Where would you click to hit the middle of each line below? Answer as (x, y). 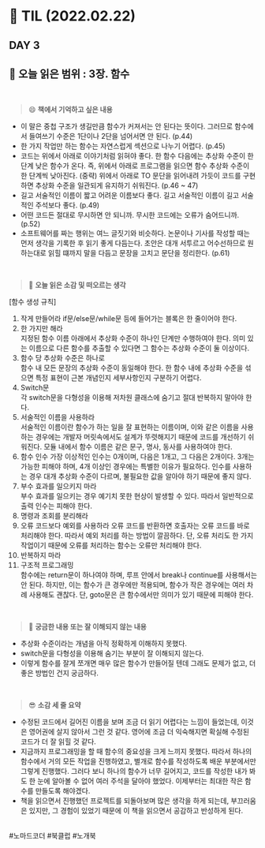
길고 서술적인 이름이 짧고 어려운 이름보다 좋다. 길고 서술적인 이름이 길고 (130, 196)
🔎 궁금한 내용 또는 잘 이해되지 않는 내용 (87, 627)
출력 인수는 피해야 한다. (56, 506)
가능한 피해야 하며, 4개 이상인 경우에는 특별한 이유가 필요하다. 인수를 (125, 467)
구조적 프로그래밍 (47, 565)
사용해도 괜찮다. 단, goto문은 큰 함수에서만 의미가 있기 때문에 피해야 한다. (141, 595)
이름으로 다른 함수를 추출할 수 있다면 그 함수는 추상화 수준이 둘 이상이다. (139, 348)
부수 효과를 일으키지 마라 (58, 486)
